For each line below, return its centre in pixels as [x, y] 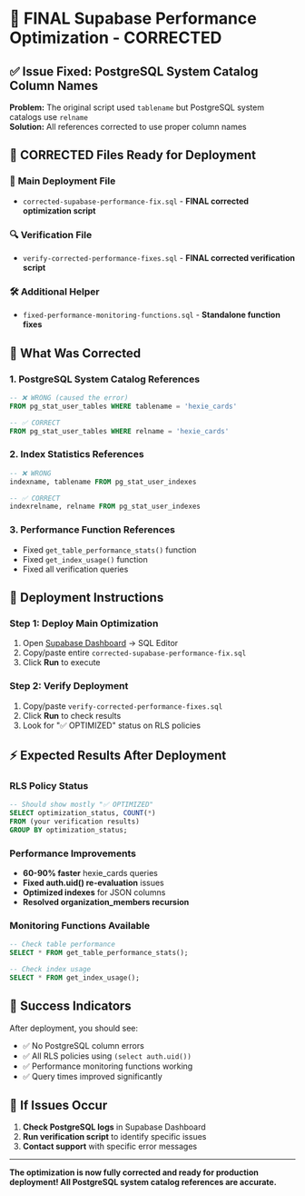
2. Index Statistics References [77, 454]
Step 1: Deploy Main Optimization [84, 623]
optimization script [59, 210]
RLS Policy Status [49, 785]
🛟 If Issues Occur [59, 1106]
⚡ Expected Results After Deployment [118, 755]
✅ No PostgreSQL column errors [84, 1045]
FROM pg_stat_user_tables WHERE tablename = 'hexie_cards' [123, 406]
